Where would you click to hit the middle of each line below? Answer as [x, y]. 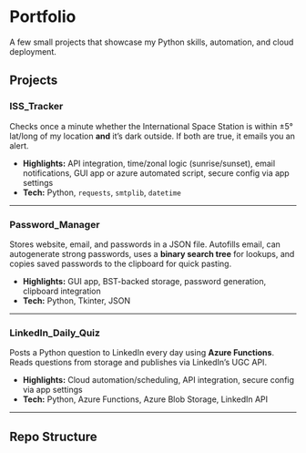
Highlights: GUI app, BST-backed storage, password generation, [144, 281]
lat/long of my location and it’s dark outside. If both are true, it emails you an [153, 136]
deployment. [33, 51]
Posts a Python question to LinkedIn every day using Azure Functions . [142, 353]
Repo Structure [53, 436]
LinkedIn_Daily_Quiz [55, 333]
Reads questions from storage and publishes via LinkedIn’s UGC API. [138, 363]
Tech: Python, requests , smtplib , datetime [102, 192]
